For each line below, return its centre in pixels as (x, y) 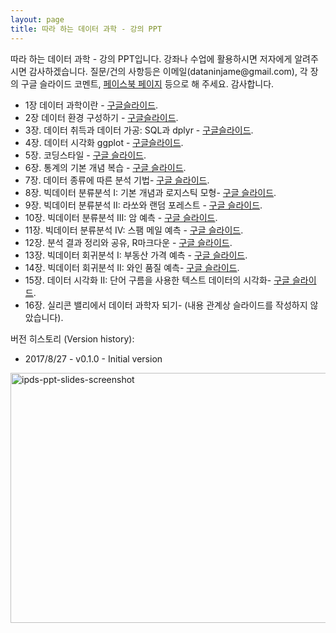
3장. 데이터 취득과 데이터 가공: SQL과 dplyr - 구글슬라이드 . (139, 130)
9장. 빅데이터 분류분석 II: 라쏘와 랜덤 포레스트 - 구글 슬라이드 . (143, 205)
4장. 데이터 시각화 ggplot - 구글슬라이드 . (104, 142)
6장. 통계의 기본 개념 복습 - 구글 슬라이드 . (105, 167)
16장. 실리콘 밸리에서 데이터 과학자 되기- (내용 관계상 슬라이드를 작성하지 (166, 305)
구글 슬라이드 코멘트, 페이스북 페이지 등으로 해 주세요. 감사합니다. (147, 83)
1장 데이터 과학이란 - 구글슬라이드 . (91, 105)
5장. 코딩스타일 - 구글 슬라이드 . (85, 155)
